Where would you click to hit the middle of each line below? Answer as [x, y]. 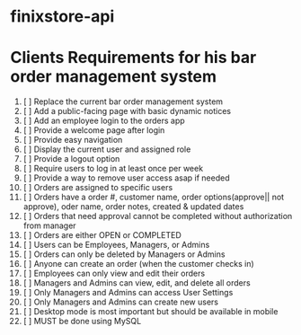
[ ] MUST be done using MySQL [82, 322]
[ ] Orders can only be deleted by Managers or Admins [124, 254]
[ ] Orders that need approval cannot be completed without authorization [158, 216]
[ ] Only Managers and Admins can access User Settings [128, 293]
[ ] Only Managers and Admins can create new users [121, 302]
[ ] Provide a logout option [71, 159]
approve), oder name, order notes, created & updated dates [133, 207]
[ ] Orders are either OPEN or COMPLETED [102, 235]
